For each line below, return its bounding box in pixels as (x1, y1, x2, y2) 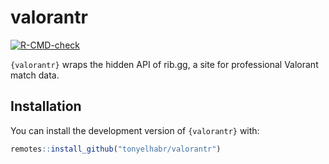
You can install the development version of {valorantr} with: (10, 124, 260, 136)
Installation (10, 98, 82, 115)
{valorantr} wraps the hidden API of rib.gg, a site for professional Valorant (10, 58, 319, 70)
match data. (10, 69, 60, 81)
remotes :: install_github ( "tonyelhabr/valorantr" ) (10, 144, 222, 154)
